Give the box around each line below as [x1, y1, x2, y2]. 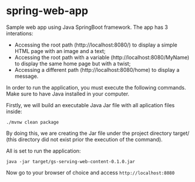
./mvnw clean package [6, 119, 59, 125]
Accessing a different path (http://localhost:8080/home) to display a [14, 66, 180, 73]
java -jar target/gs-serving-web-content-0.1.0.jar [6, 158, 135, 164]
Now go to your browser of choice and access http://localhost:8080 [6, 169, 175, 176]
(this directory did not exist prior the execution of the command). [6, 135, 163, 143]
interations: [6, 29, 33, 37]
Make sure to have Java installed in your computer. [6, 90, 130, 97]
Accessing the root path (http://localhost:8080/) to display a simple [14, 41, 177, 48]
